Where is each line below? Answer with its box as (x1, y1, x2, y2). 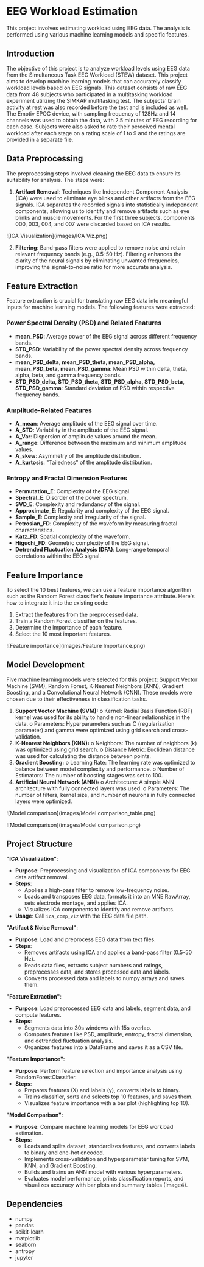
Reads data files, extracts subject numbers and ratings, (24, 961, 163, 969)
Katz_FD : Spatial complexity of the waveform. (15, 533, 131, 540)
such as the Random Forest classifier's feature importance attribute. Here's (6, 592, 195, 600)
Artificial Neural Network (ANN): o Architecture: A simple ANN (15, 778, 175, 785)
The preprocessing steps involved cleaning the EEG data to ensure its (6, 169, 181, 177)
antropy (15, 1247, 35, 1255)
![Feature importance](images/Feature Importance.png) (6, 642, 146, 650)
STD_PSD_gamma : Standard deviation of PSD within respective (15, 384, 175, 391)
